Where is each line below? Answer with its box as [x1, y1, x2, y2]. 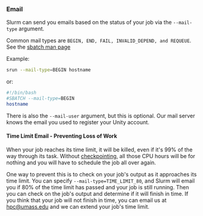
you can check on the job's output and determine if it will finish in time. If [6, 190, 188, 197]
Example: [6, 55, 30, 63]
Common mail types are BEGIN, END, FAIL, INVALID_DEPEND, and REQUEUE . [6, 37, 191, 44]
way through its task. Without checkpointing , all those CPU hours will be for [6, 153, 196, 159]
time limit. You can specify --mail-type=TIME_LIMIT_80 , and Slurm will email [6, 177, 195, 184]
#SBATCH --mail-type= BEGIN [6, 96, 75, 102]
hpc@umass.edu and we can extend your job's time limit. [6, 203, 150, 210]
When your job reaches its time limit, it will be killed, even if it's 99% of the [6, 146, 193, 153]
